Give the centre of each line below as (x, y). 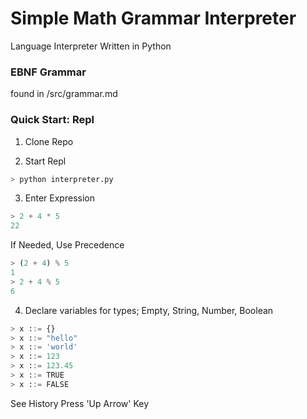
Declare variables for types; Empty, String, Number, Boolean (149, 310)
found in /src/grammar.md (64, 94)
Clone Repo (49, 141)
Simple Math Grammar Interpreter (153, 18)
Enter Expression (59, 198)
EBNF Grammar (48, 72)
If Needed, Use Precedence (67, 245)
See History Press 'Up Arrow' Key (80, 403)
